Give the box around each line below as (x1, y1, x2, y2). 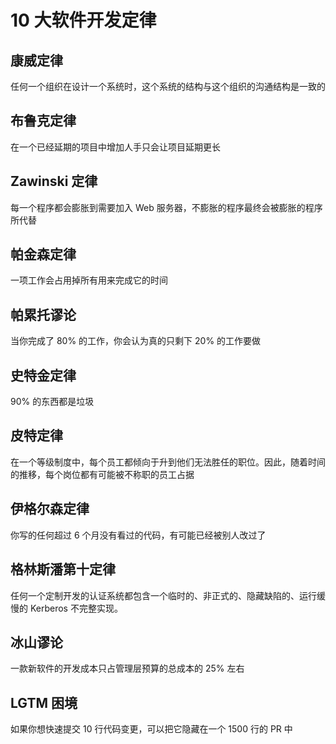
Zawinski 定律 (10, 173, 98, 190)
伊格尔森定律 (10, 501, 90, 518)
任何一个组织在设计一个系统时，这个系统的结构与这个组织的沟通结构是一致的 (10, 81, 326, 92)
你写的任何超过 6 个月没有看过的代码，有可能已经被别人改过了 (10, 529, 267, 541)
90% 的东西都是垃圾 (10, 396, 95, 408)
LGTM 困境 (10, 694, 78, 711)
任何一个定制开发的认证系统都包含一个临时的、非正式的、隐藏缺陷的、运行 (10, 589, 317, 601)
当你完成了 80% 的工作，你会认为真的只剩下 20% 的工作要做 (10, 335, 262, 347)
